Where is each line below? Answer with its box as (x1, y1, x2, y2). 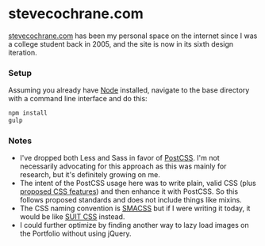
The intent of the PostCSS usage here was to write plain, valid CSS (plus (19, 179, 256, 188)
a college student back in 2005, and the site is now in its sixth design (8, 39, 234, 48)
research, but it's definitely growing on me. (19, 170, 161, 180)
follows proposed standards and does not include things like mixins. (19, 195, 242, 205)
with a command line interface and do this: (8, 94, 148, 104)
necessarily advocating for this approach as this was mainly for (19, 161, 227, 171)
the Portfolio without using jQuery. (19, 229, 132, 238)
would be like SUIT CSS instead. (19, 212, 125, 221)
